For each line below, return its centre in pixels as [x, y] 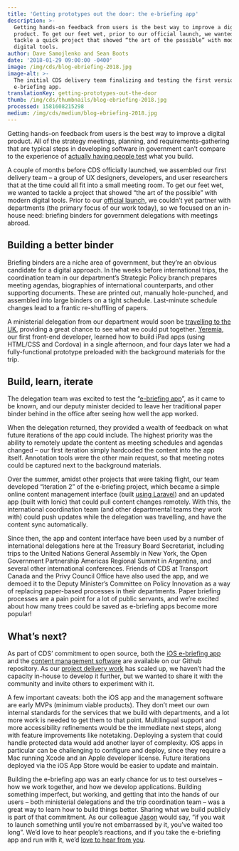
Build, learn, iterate [51, 381]
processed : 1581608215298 [46, 107]
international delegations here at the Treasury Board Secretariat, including [116, 546]
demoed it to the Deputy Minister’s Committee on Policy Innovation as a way [119, 583]
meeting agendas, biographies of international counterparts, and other [111, 285]
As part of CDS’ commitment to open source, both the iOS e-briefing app [114, 654]
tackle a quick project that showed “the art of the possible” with [117, 41]
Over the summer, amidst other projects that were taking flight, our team [113, 479]
